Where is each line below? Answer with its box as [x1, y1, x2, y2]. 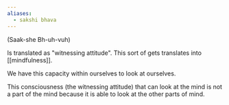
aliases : [7, 10, 32, 17]
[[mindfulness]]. [7, 56, 53, 64]
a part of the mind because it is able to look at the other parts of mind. [7, 90, 205, 98]
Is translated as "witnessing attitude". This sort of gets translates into [7, 49, 202, 57]
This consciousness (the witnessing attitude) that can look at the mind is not [7, 82, 223, 91]
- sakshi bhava [13, 16, 57, 23]
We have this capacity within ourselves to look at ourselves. [7, 69, 176, 78]
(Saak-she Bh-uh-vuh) [7, 35, 71, 43]
